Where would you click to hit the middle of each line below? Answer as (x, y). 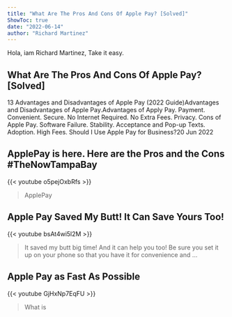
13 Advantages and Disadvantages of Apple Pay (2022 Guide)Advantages (113, 102)
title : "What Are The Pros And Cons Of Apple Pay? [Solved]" (98, 14)
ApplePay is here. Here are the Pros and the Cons (116, 154)
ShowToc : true (28, 20)
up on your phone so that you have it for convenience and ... (111, 254)
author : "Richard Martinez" (48, 33)
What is (35, 307)
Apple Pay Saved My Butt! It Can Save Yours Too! (116, 217)
